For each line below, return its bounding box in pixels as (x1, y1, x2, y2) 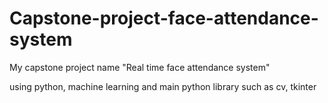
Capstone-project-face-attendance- (9, 7, 319, 30)
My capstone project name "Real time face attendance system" (9, 61, 271, 73)
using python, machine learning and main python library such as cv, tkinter (9, 80, 317, 92)
